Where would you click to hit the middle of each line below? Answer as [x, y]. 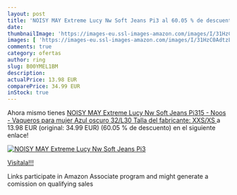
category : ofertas [34, 54]
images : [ [22, 40]
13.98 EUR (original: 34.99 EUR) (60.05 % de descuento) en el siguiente [111, 128]
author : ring [26, 60]
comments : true [30, 47]
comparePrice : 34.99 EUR [44, 86]
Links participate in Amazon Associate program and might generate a [108, 177]
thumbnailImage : [31, 34]
